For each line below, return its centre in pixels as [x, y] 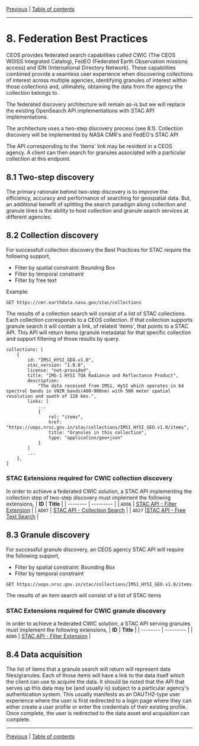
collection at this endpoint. [38, 159]
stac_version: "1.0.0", [57, 365]
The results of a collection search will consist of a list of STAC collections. [96, 313]
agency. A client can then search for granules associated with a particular [96, 152]
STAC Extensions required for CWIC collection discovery [89, 478]
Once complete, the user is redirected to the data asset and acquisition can [98, 713]
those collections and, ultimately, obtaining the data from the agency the [94, 87]
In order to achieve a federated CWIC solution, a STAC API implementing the [99, 491]
